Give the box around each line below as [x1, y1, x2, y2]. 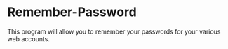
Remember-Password [7, 4, 137, 20]
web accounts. [7, 34, 51, 43]
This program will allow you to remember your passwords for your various [7, 27, 221, 36]
